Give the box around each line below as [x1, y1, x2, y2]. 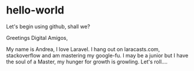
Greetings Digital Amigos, [6, 34, 68, 41]
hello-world [6, 4, 65, 17]
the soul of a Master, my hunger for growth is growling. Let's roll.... [6, 58, 168, 65]
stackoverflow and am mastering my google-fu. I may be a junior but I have [6, 52, 189, 59]
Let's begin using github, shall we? [6, 23, 90, 30]
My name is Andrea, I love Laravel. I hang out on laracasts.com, [6, 45, 160, 53]
